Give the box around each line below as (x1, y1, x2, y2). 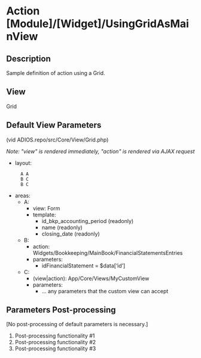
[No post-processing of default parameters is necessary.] (6, 321, 148, 328)
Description (6, 53, 51, 64)
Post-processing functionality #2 (14, 339, 96, 346)
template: (32, 211, 56, 218)
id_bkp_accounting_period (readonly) (41, 217, 134, 224)
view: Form (32, 204, 60, 212)
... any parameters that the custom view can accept (41, 287, 169, 294)
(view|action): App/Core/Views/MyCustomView (32, 275, 150, 282)
